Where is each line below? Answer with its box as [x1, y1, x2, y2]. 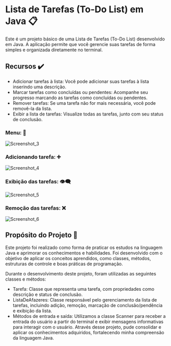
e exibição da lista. [12, 308, 53, 314]
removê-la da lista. [12, 105, 52, 111]
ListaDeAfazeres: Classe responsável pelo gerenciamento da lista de [12, 296, 157, 303]
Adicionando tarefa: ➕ [5, 153, 61, 160]
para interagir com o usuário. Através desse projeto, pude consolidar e [12, 324, 162, 330]
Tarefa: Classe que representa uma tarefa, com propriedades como [12, 286, 155, 292]
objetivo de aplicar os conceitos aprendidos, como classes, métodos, [5, 255, 151, 261]
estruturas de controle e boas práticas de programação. [5, 261, 124, 267]
